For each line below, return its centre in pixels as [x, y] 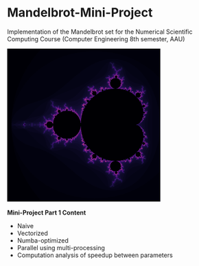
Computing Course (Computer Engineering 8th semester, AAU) [96, 38]
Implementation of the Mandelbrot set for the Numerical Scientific [100, 32]
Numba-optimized [43, 240]
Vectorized [32, 233]
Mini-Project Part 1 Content [47, 212]
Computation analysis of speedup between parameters [95, 255]
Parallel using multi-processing [61, 247]
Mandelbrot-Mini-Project [80, 13]
